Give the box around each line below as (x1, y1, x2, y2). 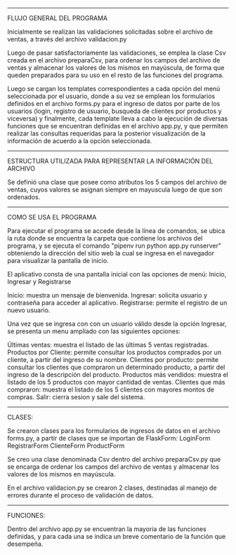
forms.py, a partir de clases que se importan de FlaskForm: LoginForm (7, 434, 211, 442)
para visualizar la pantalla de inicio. (7, 257, 109, 265)
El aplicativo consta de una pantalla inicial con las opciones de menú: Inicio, (7, 270, 227, 278)
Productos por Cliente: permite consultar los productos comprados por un (7, 348, 222, 356)
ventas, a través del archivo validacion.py (7, 35, 127, 43)
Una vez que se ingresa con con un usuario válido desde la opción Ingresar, (7, 320, 227, 328)
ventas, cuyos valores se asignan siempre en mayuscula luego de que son (7, 185, 223, 194)
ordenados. (7, 193, 41, 201)
